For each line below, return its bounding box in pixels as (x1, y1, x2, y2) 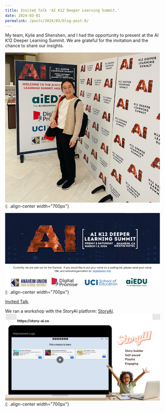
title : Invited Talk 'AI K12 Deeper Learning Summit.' (5, 8, 120, 13)
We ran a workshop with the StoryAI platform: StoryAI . (5, 308, 114, 314)
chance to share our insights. (5, 43, 64, 49)
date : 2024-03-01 (5, 13, 41, 18)
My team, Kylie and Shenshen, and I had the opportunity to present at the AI (5, 32, 159, 38)
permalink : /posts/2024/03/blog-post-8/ (5, 18, 89, 23)
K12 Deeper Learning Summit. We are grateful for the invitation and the (5, 37, 148, 44)
